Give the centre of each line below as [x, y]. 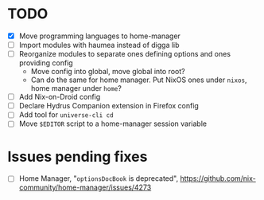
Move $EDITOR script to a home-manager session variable [113, 124]
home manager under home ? [76, 88]
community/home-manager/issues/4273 [85, 187]
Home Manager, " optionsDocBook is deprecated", [99, 178]
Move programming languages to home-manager [99, 36]
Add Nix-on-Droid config [60, 97]
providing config [46, 63]
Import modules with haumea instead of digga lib [99, 45]
